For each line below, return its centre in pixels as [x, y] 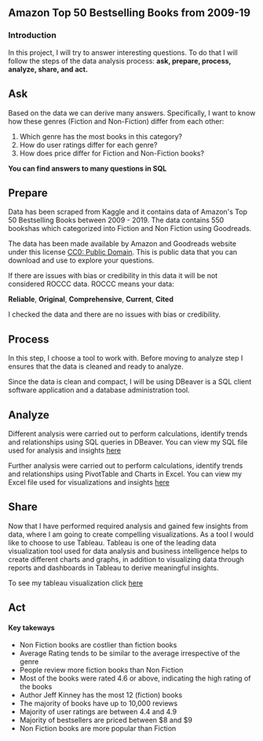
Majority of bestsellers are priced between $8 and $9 [106, 720]
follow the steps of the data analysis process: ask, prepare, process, [120, 61]
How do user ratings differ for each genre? [88, 145]
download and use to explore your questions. [81, 260]
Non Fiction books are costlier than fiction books [98, 645]
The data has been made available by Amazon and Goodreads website [122, 244]
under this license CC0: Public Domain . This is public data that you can [123, 252]
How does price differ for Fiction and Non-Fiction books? [112, 153]
